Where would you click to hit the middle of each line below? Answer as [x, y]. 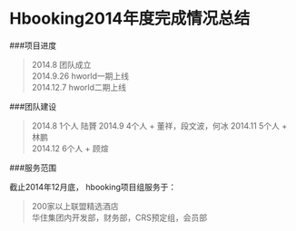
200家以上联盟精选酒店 [75, 206]
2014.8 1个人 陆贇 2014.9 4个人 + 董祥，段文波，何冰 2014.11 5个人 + [159, 125]
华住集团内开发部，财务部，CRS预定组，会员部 [119, 217]
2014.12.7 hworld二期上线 [79, 87]
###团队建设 [33, 106]
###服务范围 [33, 168]
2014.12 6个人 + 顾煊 [70, 148]
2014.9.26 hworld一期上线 [80, 76]
